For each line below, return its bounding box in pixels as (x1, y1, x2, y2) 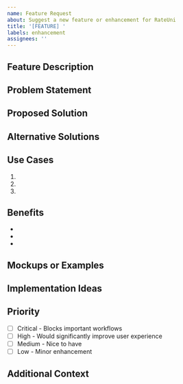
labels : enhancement (7, 29, 66, 36)
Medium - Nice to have (16, 340, 82, 348)
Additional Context (7, 368, 89, 379)
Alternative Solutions (7, 131, 100, 143)
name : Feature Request (7, 10, 72, 17)
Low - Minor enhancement (16, 348, 93, 356)
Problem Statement (7, 84, 92, 96)
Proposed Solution (7, 108, 88, 119)
